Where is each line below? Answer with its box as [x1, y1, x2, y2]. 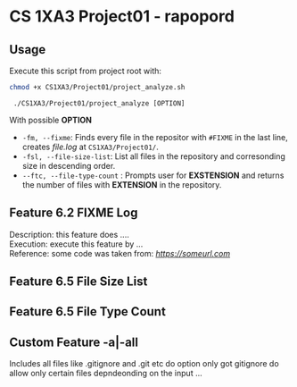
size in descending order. [21, 160, 116, 171]
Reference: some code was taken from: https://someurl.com [9, 248, 230, 258]
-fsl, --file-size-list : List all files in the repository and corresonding [21, 150, 285, 162]
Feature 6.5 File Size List [9, 274, 148, 290]
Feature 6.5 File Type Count [9, 304, 167, 319]
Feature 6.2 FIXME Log [9, 206, 138, 221]
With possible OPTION [9, 114, 92, 125]
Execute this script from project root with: [9, 65, 162, 76]
